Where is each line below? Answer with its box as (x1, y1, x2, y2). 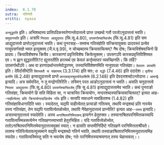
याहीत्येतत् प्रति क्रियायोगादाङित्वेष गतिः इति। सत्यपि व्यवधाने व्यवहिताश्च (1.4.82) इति (7, 96, 134, 102)
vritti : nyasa (5, 16, 36, 21)
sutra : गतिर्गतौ (5, 12, 33, 17)
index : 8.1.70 (5, 7, 36, 12)
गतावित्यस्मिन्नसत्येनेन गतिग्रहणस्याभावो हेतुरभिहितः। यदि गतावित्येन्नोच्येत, (5, 118, 115, 124)
